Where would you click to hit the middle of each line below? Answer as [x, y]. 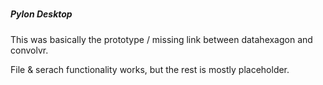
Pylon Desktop [41, 14]
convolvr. [29, 50]
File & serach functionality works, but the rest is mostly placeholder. [150, 69]
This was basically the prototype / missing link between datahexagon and [161, 39]
